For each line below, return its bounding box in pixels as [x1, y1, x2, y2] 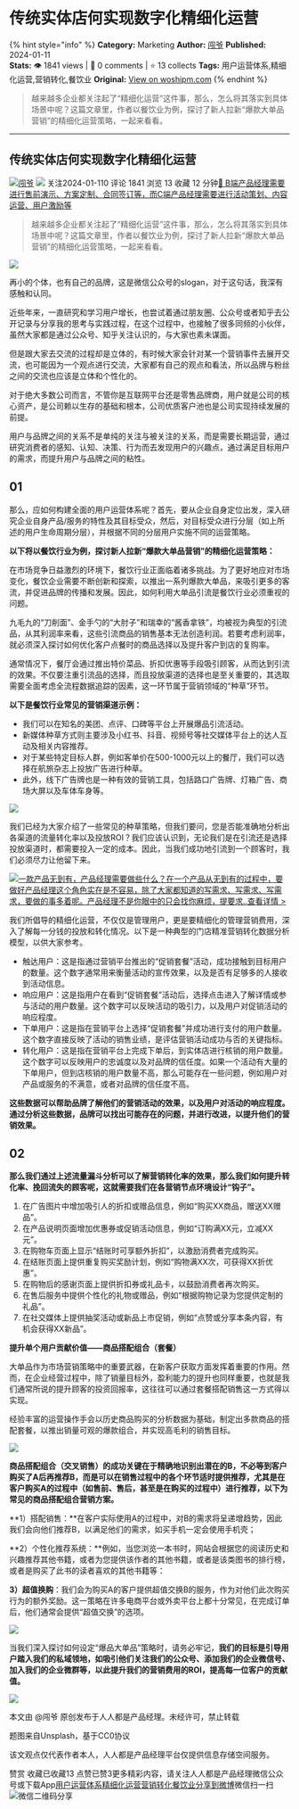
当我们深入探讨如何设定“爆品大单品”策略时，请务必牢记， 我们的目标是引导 [9, 1642, 282, 1653]
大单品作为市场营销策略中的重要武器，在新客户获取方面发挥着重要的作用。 [9, 1361, 282, 1372]
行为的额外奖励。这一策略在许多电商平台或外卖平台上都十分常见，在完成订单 [9, 1596, 290, 1607]
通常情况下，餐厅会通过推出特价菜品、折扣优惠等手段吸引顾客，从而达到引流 [9, 657, 290, 669]
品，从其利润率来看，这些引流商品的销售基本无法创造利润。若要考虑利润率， [9, 628, 290, 639]
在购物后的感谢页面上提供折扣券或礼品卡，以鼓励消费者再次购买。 [21, 1279, 264, 1290]
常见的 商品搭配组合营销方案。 [9, 1494, 118, 1505]
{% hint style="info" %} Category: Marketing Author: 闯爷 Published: [9, 39, 267, 50]
